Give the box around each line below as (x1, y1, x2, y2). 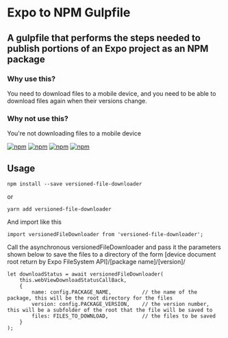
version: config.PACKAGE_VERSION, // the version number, (31, 300, 210, 307)
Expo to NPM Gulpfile (7, 5, 131, 21)
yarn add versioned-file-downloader (7, 205, 112, 213)
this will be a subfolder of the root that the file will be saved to (7, 307, 213, 313)
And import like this (7, 218, 62, 226)
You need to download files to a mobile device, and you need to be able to (7, 89, 216, 97)
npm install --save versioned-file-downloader (7, 180, 142, 187)
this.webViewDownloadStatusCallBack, (19, 276, 127, 283)
